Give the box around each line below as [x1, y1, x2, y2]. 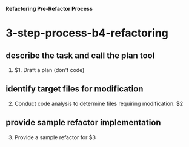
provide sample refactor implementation [5, 117, 161, 128]
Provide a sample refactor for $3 [14, 133, 96, 141]
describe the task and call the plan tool [5, 50, 155, 60]
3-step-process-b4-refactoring [5, 27, 169, 40]
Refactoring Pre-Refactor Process [5, 5, 93, 12]
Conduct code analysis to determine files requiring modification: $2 [14, 100, 183, 107]
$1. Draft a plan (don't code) [14, 67, 85, 73]
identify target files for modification [5, 84, 144, 94]
